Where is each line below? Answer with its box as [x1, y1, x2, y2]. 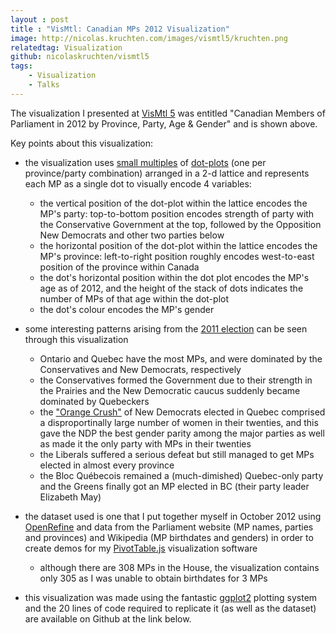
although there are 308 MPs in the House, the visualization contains [39, 561, 320, 573]
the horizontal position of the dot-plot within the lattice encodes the [39, 239, 318, 251]
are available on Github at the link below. [24, 612, 192, 625]
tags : [10, 61, 33, 71]
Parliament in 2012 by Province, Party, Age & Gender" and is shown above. [10, 117, 318, 130]
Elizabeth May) [39, 491, 102, 503]
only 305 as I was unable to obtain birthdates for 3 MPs [39, 572, 268, 584]
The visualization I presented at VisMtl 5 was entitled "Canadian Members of [10, 107, 326, 119]
